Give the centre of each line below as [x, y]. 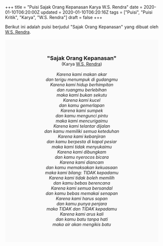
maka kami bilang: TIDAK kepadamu [82, 173]
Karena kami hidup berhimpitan [82, 85]
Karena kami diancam [82, 162]
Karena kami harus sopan [82, 199]
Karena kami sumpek [82, 111]
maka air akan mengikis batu [82, 224]
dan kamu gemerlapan [82, 105]
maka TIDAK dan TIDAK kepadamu [82, 209]
